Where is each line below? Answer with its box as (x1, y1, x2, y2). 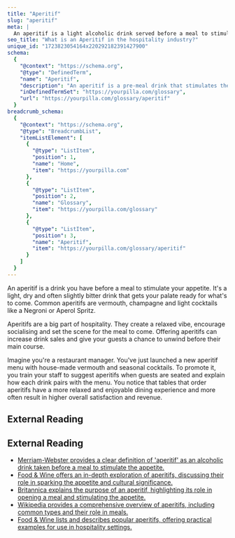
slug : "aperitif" (7, 17, 58, 24)
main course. (7, 342, 45, 351)
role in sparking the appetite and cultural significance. (17, 478, 173, 486)
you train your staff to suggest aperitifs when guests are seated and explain (7, 370, 225, 379)
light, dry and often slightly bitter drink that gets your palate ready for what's (7, 291, 227, 300)
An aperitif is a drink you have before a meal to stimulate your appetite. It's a (7, 283, 227, 292)
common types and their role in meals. (17, 508, 129, 516)
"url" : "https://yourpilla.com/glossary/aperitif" (20, 95, 171, 102)
